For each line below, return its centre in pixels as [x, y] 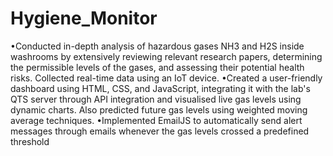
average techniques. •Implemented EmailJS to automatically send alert [156, 120]
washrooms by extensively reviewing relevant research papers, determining [166, 56]
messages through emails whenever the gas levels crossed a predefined [160, 131]
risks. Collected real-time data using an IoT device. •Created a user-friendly [166, 78]
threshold [30, 141]
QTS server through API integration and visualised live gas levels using [156, 99]
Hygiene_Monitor [84, 18]
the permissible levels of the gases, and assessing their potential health [157, 67]
